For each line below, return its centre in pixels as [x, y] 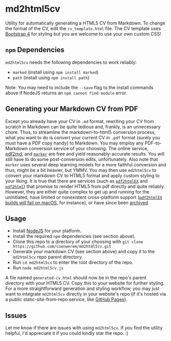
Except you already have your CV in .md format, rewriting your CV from [80, 121]
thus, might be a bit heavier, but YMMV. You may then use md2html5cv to [81, 170]
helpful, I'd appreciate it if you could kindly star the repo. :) [67, 333]
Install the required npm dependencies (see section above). [74, 236]
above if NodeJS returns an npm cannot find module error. [66, 93]
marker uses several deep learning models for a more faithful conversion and [86, 164]
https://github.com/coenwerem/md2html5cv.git [62, 247]
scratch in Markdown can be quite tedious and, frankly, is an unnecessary [83, 127]
